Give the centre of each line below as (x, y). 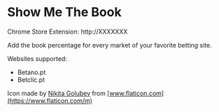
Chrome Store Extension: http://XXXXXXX (68, 31)
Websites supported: (37, 58)
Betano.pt (31, 72)
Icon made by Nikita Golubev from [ (58, 93)
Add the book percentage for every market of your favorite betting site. (109, 45)
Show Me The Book (64, 12)
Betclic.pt (31, 79)
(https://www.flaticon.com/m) (50, 100)
